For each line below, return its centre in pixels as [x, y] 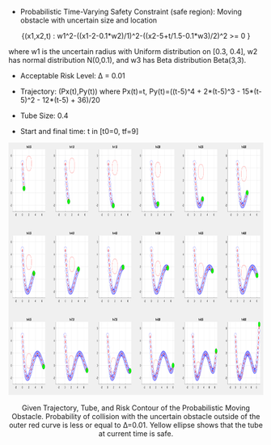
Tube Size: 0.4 [44, 115]
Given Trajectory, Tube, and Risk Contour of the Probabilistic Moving [136, 408]
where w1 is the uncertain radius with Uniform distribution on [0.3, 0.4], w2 [133, 51]
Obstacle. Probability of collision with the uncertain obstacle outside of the [136, 416]
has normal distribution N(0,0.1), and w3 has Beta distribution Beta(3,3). [127, 60]
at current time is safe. [136, 434]
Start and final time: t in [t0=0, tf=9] [79, 131]
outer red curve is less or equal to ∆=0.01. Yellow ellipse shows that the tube [136, 425]
